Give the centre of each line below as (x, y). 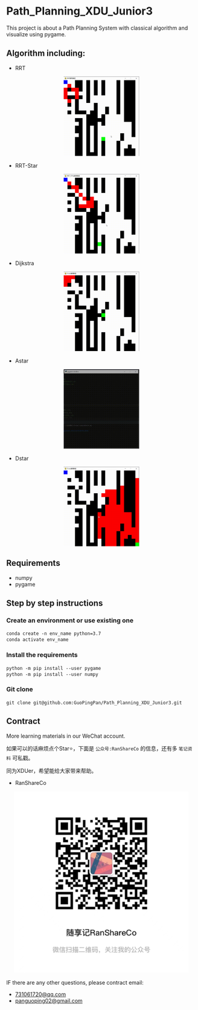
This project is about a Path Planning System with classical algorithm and (97, 28)
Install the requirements (42, 655)
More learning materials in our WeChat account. (66, 736)
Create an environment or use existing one (70, 620)
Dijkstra (24, 263)
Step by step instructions (55, 603)
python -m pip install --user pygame (54, 668)
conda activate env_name (37, 640)
